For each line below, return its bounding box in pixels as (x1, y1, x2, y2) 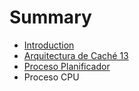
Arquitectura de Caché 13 (23, 49, 129, 61)
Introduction (23, 39, 75, 51)
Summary (9, 6, 92, 29)
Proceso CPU (23, 71, 80, 83)
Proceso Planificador (23, 60, 111, 72)
